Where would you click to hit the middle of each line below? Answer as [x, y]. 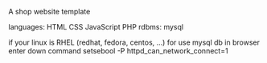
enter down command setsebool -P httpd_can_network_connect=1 [118, 51]
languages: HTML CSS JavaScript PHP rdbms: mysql [96, 27]
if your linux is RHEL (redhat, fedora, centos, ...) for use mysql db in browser [134, 42]
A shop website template [49, 12]
